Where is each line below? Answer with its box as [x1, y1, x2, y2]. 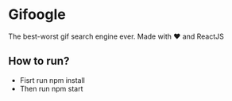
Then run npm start [19, 84, 83, 93]
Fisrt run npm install [19, 75, 85, 84]
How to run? [8, 54, 70, 68]
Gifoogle [8, 6, 66, 24]
